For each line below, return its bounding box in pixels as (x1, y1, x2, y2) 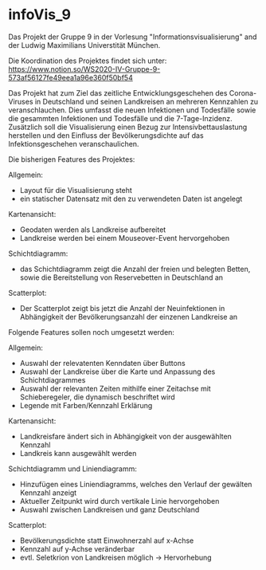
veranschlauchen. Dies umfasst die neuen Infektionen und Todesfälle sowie (8, 105, 256, 115)
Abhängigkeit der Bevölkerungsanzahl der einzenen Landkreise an (19, 312, 238, 321)
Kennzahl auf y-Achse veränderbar (19, 544, 135, 553)
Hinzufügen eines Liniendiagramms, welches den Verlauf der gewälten (19, 479, 252, 489)
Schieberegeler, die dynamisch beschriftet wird (19, 392, 175, 402)
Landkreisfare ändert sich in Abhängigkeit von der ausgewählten (19, 431, 233, 441)
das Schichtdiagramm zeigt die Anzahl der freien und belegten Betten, (19, 264, 251, 273)
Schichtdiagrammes (19, 375, 86, 384)
